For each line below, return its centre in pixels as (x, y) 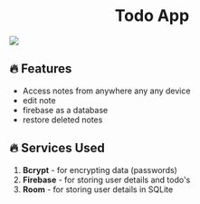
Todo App (152, 16)
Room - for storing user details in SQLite (98, 189)
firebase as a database (65, 110)
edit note (39, 100)
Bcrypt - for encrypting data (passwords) (100, 170)
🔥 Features (41, 69)
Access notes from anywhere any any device (106, 91)
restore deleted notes (62, 120)
